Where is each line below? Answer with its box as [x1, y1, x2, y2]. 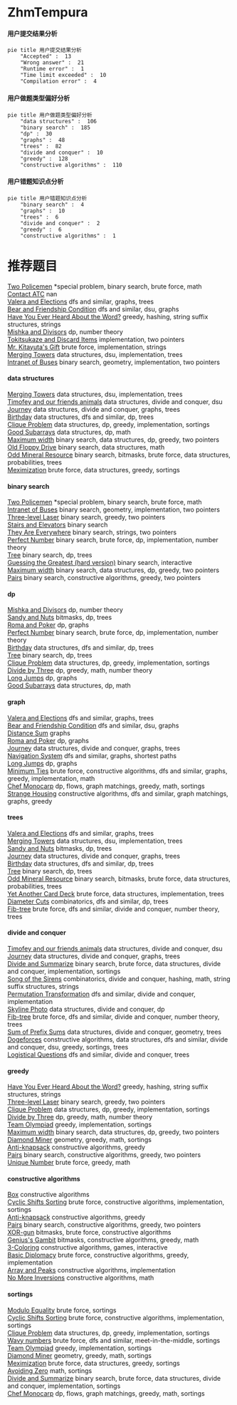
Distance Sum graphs [7, 728, 71, 737]
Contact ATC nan [7, 289, 58, 298]
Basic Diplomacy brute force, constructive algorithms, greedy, [7, 1251, 189, 1260]
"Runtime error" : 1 [20, 66, 84, 73]
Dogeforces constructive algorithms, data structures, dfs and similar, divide [7, 1035, 228, 1044]
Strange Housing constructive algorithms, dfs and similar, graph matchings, [7, 789, 229, 798]
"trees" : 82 [20, 142, 62, 150]
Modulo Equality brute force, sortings [7, 1305, 117, 1315]
